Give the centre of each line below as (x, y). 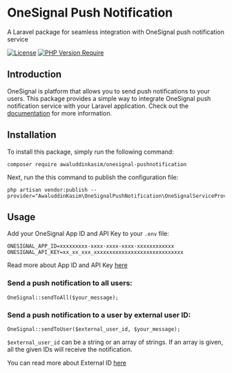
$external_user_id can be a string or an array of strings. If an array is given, (115, 342)
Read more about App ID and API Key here (67, 265)
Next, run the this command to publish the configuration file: (93, 177)
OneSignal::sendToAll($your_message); (63, 298)
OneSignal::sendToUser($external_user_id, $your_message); (94, 329)
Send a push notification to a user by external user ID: (99, 315)
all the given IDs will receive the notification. (70, 349)
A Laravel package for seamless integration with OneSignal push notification (116, 32)
